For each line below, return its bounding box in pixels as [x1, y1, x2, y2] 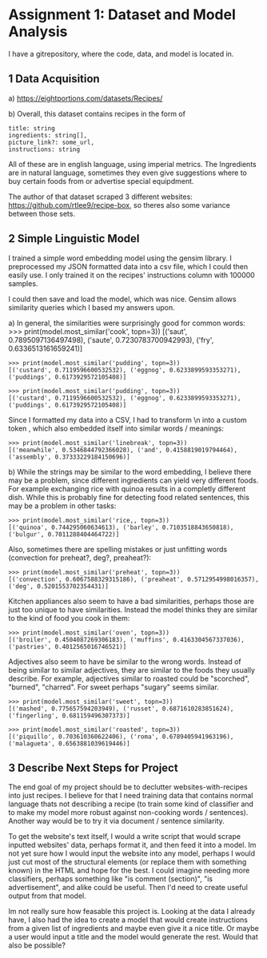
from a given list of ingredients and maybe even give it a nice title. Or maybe [8, 924, 260, 933]
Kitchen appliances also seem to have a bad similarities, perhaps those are [8, 596, 254, 606]
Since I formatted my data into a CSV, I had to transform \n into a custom [8, 415, 247, 424]
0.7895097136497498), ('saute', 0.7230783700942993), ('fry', [8, 335, 214, 344]
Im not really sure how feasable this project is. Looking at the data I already [8, 907, 256, 916]
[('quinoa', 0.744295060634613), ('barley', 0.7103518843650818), [8, 523, 234, 531]
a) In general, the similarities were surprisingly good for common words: [8, 318, 245, 328]
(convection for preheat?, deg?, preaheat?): [8, 553, 152, 562]
